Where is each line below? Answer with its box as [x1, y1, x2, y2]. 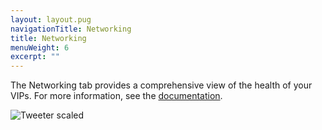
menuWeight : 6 [10, 42, 70, 53]
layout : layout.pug [10, 14, 92, 25]
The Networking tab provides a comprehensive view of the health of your [10, 79, 313, 91]
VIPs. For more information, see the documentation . [10, 90, 223, 102]
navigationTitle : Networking [10, 24, 132, 34]
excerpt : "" [10, 52, 60, 62]
